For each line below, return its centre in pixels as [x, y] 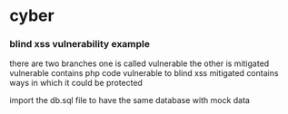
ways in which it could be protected [76, 83]
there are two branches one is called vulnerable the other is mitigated [139, 63]
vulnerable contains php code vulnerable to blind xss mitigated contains [144, 73]
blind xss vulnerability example [80, 44]
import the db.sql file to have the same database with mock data [129, 100]
